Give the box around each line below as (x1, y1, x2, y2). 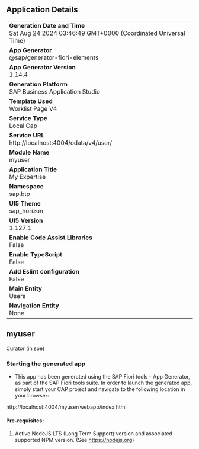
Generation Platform (9, 80, 68, 88)
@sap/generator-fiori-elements (9, 53, 99, 62)
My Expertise (9, 172, 46, 181)
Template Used (9, 97, 53, 105)
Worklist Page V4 (9, 104, 57, 113)
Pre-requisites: (6, 417, 44, 424)
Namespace (9, 182, 44, 190)
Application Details (6, 5, 78, 15)
